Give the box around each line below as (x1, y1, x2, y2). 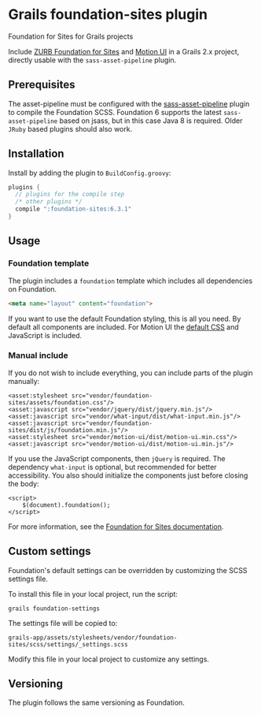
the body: (8, 479, 39, 488)
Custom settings (8, 545, 92, 558)
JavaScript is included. (8, 330, 83, 340)
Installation (8, 147, 64, 161)
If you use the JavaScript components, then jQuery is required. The (8, 453, 226, 463)
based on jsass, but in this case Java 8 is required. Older (59, 116, 243, 125)
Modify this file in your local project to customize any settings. (8, 654, 210, 664)
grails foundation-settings (8, 605, 101, 613)
